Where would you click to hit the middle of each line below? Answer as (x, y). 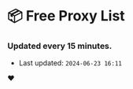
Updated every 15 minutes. (60, 46)
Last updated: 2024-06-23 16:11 (70, 63)
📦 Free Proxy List (66, 16)
